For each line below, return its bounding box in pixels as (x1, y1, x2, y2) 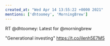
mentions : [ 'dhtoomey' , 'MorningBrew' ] (5, 12, 88, 17)
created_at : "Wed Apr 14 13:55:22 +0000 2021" (5, 7, 104, 12)
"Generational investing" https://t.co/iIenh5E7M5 (5, 35, 105, 41)
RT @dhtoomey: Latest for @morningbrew (5, 25, 92, 31)
